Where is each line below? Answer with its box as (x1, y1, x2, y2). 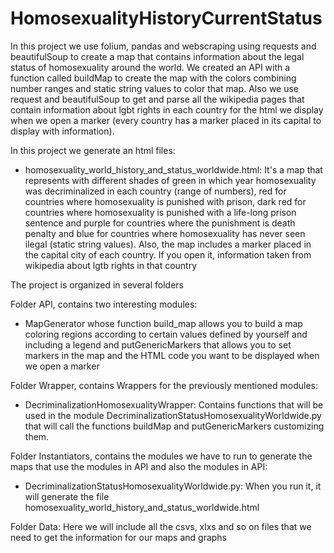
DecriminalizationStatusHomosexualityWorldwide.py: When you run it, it (24, 480, 322, 492)
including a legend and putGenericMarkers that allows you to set (24, 338, 292, 351)
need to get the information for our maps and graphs (10, 531, 228, 543)
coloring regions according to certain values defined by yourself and (24, 328, 308, 340)
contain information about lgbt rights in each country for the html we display (10, 103, 324, 116)
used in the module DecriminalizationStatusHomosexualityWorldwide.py (24, 409, 322, 421)
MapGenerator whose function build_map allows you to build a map (24, 317, 303, 329)
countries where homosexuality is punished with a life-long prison (24, 206, 297, 218)
